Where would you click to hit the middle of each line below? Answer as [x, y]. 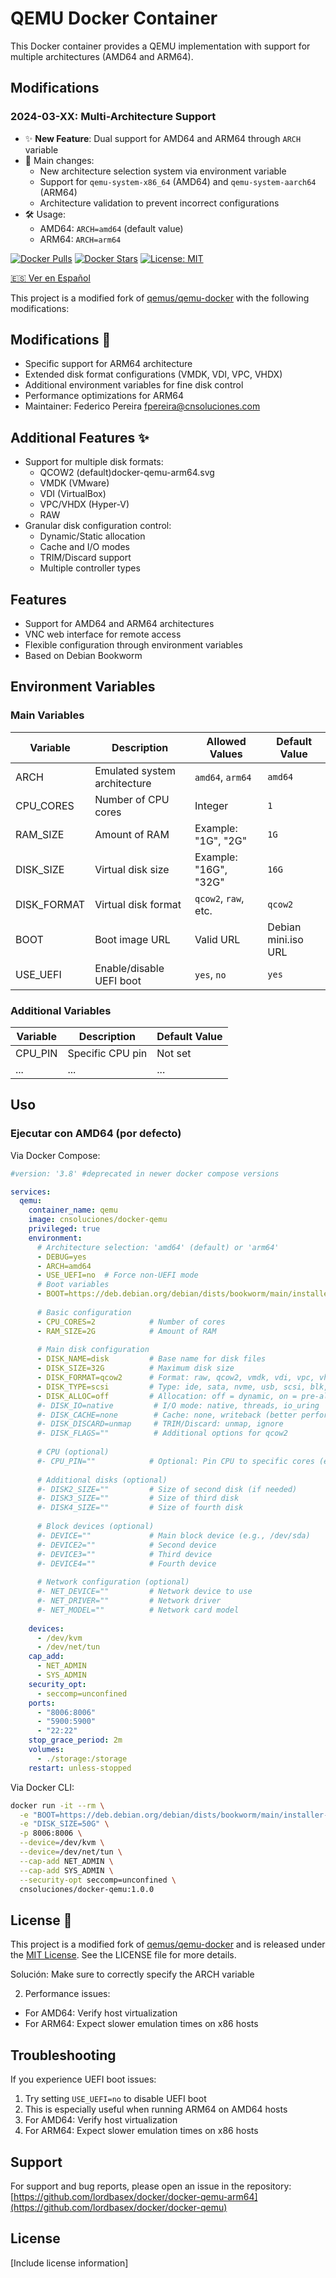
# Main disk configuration [93, 1350]
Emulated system [135, 770]
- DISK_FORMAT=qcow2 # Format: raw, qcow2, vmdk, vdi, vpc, [175, 1378]
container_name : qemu [73, 1210]
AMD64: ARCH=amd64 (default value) [111, 228]
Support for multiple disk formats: [94, 462]
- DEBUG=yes [61, 1257]
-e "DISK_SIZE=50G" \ [64, 1824]
